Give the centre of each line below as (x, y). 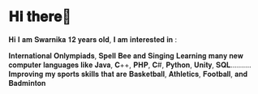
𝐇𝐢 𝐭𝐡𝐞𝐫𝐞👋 (40, 17)
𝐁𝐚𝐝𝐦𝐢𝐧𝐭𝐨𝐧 (27, 83)
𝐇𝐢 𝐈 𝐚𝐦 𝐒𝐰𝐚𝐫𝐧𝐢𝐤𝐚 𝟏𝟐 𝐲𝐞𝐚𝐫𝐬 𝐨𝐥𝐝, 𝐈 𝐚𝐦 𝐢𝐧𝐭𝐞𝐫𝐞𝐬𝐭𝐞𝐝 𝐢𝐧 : (93, 39)
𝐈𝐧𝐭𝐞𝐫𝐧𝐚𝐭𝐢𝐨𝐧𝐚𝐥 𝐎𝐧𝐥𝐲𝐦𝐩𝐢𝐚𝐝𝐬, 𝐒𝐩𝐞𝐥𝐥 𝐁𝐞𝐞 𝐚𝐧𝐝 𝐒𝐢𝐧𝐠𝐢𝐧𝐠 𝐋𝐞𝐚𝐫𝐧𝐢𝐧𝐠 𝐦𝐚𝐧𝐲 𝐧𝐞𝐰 (126, 55)
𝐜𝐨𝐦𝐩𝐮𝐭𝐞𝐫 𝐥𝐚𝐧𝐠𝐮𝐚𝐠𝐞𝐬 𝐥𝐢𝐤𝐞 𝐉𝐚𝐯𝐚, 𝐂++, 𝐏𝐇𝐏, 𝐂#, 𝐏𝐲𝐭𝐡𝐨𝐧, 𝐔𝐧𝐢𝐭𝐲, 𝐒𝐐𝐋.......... (130, 65)
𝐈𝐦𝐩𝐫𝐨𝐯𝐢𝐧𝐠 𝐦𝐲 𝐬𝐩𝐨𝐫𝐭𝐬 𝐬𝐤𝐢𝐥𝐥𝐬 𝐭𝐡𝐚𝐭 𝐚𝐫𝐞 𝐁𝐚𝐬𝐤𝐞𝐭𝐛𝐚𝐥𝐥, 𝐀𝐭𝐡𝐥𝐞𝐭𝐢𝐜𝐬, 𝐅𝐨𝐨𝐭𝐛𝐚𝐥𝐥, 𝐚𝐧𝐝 (128, 74)
